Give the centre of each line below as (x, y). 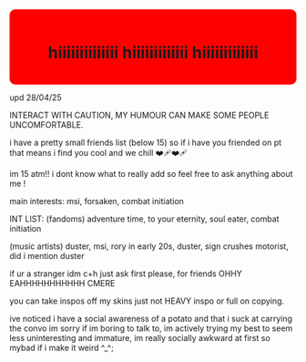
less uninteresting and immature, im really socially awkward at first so (140, 337)
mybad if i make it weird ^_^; (61, 347)
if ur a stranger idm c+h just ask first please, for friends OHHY (126, 274)
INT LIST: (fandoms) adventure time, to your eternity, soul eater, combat (144, 219)
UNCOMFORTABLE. (46, 124)
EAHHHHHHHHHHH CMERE (62, 283)
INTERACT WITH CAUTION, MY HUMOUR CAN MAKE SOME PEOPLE (139, 115)
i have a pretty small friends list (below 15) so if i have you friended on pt (146, 142)
